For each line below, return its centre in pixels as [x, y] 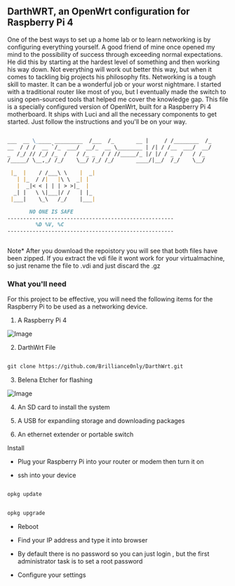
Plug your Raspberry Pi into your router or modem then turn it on [110, 462]
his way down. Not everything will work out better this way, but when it [109, 69]
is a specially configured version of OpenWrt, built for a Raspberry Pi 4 [109, 106]
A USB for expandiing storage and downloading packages [101, 421]
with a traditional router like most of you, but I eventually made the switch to [117, 91]
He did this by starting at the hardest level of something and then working [113, 62]
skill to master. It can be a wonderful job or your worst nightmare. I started [114, 84]
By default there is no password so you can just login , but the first [113, 554]
